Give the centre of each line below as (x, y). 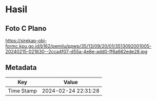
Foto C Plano (26, 28)
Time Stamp (23, 91)
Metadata (21, 68)
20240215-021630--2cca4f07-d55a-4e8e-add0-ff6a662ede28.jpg (76, 52)
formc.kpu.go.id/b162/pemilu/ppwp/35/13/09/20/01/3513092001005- (78, 46)
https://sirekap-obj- (26, 41)
